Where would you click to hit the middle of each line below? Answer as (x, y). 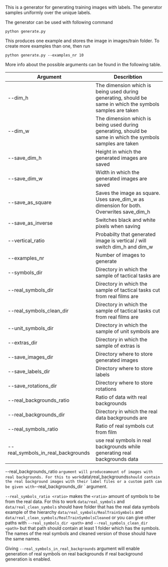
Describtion (128, 77)
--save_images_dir (30, 357)
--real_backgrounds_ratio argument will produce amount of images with (79, 471)
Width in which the (117, 172)
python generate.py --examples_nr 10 (44, 55)
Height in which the (118, 152)
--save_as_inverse (30, 223)
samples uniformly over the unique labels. (48, 13)
